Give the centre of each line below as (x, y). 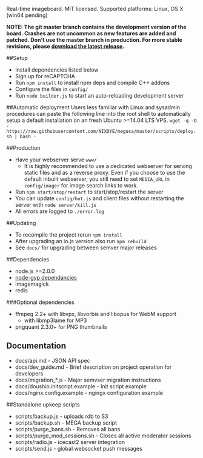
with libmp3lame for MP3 (55, 320)
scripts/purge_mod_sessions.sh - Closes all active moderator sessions (103, 436)
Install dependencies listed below (57, 70)
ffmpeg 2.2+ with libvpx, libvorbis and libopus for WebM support (96, 314)
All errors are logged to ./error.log (60, 211)
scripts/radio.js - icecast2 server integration (70, 442)
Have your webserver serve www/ (56, 160)
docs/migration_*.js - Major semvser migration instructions (88, 380)
